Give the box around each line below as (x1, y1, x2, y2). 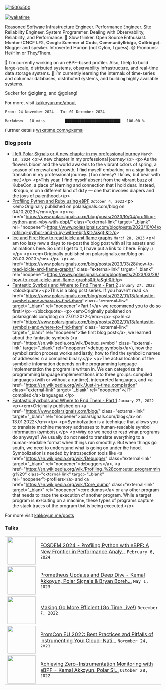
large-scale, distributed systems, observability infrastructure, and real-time (5, 65, 158, 71)
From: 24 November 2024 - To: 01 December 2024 (5, 109, 105, 114)
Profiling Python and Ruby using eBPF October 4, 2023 (12, 198, 124, 204)
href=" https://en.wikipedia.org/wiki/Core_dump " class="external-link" (12, 482, 155, 488)
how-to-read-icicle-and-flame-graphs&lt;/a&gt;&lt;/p (12, 277, 120, 283)
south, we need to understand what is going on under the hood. (12, 445, 142, 451)
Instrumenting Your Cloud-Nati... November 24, (40, 637, 148, 644)
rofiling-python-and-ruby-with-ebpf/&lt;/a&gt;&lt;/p (12, 230, 117, 236)
